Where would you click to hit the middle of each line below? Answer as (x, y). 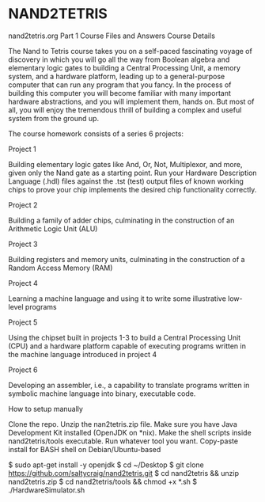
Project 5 (23, 322)
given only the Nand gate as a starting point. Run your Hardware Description (132, 173)
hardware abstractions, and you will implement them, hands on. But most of (131, 101)
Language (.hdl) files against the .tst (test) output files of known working (126, 181)
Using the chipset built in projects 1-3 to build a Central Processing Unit (125, 337)
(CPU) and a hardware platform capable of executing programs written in (127, 346)
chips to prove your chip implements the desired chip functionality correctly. (132, 189)
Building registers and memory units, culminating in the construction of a (127, 259)
